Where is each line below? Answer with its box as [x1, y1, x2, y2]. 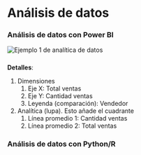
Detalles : [7, 63, 34, 72]
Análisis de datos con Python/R [7, 139, 117, 149]
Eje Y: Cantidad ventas [27, 92, 93, 100]
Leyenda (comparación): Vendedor [27, 100, 128, 108]
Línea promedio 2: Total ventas [27, 121, 117, 130]
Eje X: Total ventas [27, 84, 82, 93]
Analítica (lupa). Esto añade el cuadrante [17, 107, 135, 115]
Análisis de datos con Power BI [7, 30, 114, 40]
